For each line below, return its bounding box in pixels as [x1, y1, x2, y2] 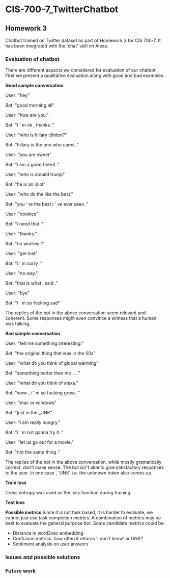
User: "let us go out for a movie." [5, 439, 74, 445]
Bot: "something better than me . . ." [5, 370, 80, 376]
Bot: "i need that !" [5, 221, 44, 227]
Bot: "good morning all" [5, 102, 55, 108]
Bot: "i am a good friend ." [5, 162, 60, 168]
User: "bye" [5, 290, 30, 296]
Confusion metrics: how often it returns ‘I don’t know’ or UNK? [12, 536, 144, 542]
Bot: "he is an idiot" [5, 181, 46, 187]
